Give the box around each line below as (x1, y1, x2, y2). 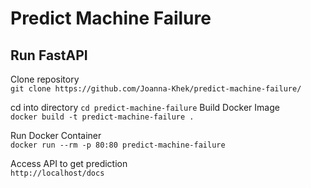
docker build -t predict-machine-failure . (10, 112, 195, 122)
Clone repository (10, 73, 80, 85)
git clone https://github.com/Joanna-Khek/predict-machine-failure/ (10, 84, 302, 94)
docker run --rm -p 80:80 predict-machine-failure (10, 140, 226, 150)
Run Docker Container (10, 130, 102, 141)
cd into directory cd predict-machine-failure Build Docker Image (10, 102, 280, 113)
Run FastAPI (10, 47, 88, 64)
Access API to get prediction (10, 158, 128, 169)
